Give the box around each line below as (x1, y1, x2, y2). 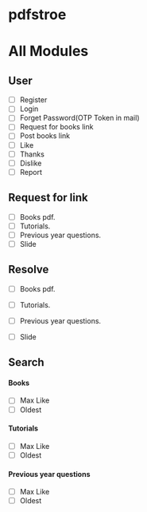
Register (19, 95, 48, 105)
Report (19, 167, 42, 177)
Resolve (8, 263, 49, 276)
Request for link (8, 191, 89, 204)
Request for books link (19, 122, 94, 132)
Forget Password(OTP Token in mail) (19, 113, 140, 123)
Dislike (19, 158, 42, 168)
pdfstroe (8, 6, 67, 24)
